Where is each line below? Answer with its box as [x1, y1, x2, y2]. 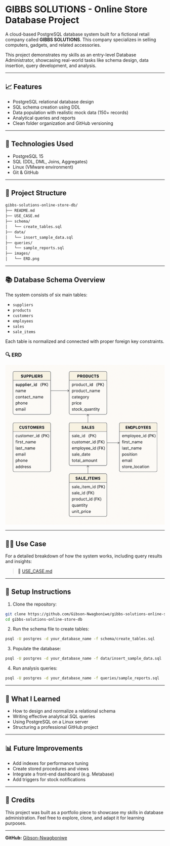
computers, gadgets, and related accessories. [5, 42, 101, 48]
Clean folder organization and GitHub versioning [12, 120, 113, 126]
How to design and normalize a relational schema [12, 708, 116, 714]
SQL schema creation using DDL [12, 104, 80, 110]
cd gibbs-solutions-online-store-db [5, 617, 82, 622]
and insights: [5, 558, 32, 564]
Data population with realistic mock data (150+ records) [12, 109, 129, 115]
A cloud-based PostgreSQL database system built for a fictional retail [5, 31, 150, 37]
